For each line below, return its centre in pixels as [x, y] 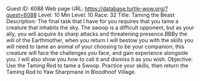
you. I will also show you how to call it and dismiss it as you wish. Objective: [99, 59]
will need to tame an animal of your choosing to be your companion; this [95, 46]
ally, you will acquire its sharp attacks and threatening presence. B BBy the [97, 34]
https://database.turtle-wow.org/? [126, 9]
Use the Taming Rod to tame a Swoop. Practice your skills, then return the [97, 66]
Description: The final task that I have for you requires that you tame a [92, 21]
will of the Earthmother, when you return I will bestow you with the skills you [100, 40]
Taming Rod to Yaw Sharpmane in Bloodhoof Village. [71, 72]
